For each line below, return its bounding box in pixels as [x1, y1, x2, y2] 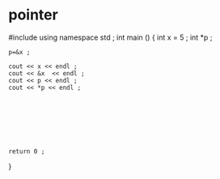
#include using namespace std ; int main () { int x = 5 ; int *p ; [8, 32, 213, 42]
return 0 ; [8, 147, 45, 156]
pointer [8, 6, 58, 24]
